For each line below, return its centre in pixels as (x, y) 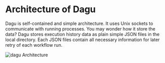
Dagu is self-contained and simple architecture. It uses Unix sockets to (79, 23)
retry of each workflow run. (34, 45)
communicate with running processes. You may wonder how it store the (80, 28)
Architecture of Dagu (51, 9)
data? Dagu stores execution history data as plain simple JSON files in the (82, 34)
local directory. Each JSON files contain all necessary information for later (82, 40)
